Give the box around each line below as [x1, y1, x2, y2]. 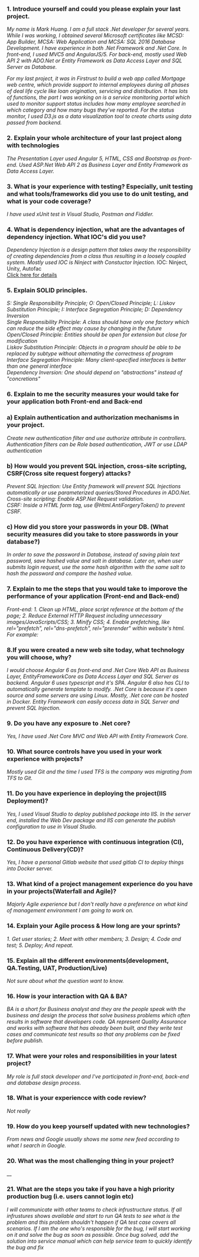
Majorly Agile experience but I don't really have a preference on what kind [6, 900, 188, 908]
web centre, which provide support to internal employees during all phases [6, 81, 190, 88]
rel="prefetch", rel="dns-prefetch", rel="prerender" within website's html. [6, 625, 185, 632]
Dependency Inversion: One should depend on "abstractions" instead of [6, 369, 182, 376]
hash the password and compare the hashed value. [6, 570, 133, 577]
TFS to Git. [6, 775, 33, 782]
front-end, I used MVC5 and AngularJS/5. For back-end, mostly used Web [6, 51, 188, 58]
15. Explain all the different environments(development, [6, 956, 169, 965]
